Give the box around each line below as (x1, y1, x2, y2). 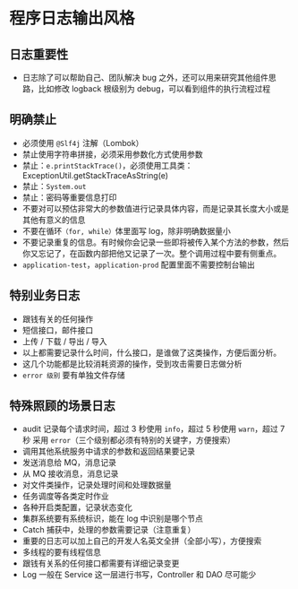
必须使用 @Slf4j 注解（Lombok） (21, 137, 144, 148)
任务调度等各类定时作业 (21, 490, 109, 502)
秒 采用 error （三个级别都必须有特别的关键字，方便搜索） (21, 435, 235, 446)
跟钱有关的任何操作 (21, 313, 94, 324)
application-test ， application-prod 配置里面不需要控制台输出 (21, 259, 255, 270)
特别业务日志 (9, 288, 81, 303)
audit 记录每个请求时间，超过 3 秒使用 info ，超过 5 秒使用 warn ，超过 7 (21, 423, 285, 435)
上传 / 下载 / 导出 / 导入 (21, 335, 107, 346)
